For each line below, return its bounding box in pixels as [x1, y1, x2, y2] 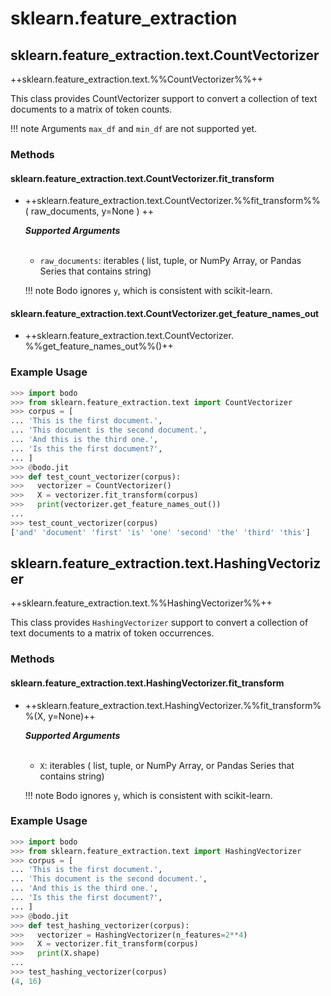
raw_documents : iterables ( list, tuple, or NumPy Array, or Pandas [39, 255, 302, 267]
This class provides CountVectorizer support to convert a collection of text [10, 93, 318, 104]
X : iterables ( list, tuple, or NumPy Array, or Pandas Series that [39, 759, 295, 771]
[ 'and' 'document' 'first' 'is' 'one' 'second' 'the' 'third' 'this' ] [10, 527, 311, 537]
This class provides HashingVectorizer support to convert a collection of [10, 617, 309, 629]
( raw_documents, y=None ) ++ [24, 205, 155, 217]
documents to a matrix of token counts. [10, 103, 173, 115]
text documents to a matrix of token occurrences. [10, 627, 215, 639]
